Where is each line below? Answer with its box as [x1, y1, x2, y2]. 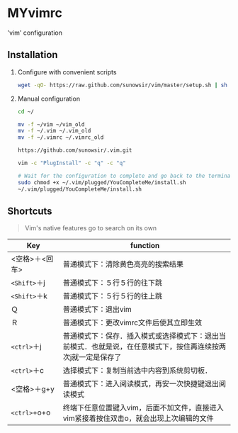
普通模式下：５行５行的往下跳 [62, 278, 163, 288]
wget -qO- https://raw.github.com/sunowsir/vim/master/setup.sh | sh [17, 81, 228, 89]
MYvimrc [7, 5, 62, 21]
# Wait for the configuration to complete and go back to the [17, 172, 205, 179]
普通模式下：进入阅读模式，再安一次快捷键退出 [62, 379, 220, 389]
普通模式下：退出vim [62, 305, 132, 315]
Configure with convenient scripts [17, 67, 117, 76]
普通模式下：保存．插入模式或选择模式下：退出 [62, 331, 220, 341]
